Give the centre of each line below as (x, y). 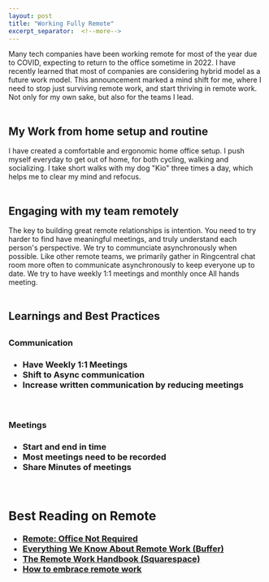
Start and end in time (65, 446)
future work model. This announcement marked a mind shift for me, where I (135, 80)
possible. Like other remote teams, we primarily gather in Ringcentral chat (132, 256)
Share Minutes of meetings (77, 467)
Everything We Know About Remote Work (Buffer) (123, 549)
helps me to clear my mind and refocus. (75, 177)
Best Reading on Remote (82, 515)
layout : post (30, 16)
